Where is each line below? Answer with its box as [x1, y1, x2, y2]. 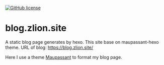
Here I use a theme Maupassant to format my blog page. [5, 54, 122, 60]
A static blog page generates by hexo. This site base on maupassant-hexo [5, 39, 159, 45]
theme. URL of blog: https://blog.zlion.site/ [5, 44, 94, 50]
